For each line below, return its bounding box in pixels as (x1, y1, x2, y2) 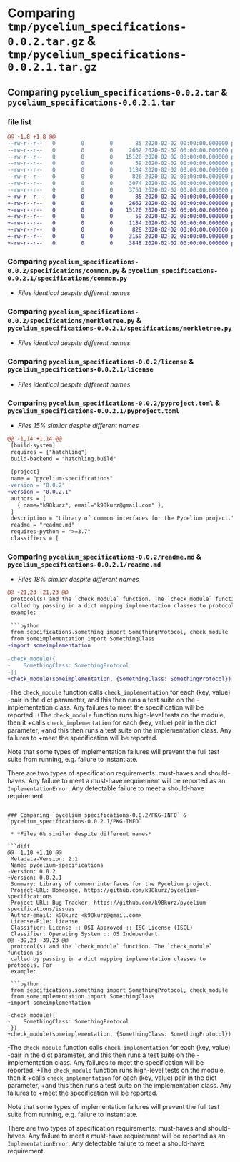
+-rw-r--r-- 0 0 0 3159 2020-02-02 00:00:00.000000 (7, 233, 229, 240)
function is (7, 949, 43, 957)
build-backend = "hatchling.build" (10, 455, 116, 462)
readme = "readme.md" (10, 522, 75, 529)
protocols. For (7, 962, 53, 969)
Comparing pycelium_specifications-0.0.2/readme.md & (7, 552, 202, 562)
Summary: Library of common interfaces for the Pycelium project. (10, 880, 213, 888)
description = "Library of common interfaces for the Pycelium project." (10, 515, 235, 522)
